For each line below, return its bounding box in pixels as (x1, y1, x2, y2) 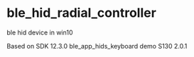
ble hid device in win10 (6, 28, 73, 37)
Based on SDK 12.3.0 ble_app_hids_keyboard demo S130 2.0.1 (6, 42, 188, 50)
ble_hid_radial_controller (6, 5, 157, 21)
